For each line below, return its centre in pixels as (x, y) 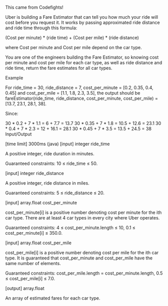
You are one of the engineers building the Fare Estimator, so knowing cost (82, 57)
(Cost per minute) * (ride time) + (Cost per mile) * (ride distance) (72, 38)
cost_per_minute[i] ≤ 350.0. (34, 233)
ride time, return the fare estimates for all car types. (59, 68)
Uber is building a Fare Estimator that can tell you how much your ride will (82, 17)
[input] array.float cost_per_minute (41, 203)
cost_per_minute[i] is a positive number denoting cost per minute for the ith (83, 212)
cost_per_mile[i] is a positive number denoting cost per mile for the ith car (82, 253)
